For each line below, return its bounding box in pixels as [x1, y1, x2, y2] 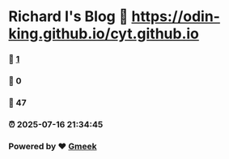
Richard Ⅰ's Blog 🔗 [8, 7, 129, 26]
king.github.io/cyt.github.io [8, 24, 200, 43]
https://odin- [131, 7, 221, 26]
